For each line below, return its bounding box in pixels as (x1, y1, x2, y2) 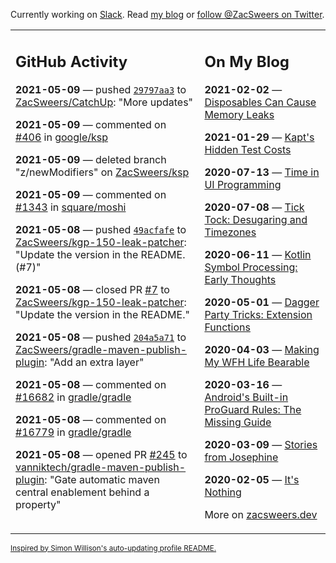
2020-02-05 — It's (204, 472, 300, 486)
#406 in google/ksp (15, 130, 108, 144)
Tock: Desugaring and (204, 212, 308, 226)
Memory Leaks (204, 107, 275, 121)
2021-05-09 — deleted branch (15, 152, 167, 166)
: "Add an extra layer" (44, 355, 145, 369)
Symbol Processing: (204, 260, 298, 274)
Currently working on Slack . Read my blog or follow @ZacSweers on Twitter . (10, 9, 325, 20)
